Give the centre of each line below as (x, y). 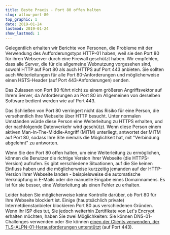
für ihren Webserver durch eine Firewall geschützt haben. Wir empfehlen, (82, 58)
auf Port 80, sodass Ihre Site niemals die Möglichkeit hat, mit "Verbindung (82, 138)
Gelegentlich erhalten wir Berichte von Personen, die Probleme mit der (79, 48)
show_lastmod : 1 (22, 33)
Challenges (17, 222)
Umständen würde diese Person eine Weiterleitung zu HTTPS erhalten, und (84, 121)
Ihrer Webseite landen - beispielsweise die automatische (81, 174)
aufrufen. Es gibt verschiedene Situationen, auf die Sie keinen (88, 163)
